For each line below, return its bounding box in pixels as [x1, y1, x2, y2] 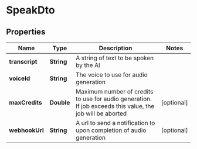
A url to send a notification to [75, 119, 155, 127]
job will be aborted [75, 109, 127, 117]
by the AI [75, 61, 101, 69]
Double [49, 99, 70, 106]
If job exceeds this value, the [75, 102, 155, 110]
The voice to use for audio [75, 71, 148, 79]
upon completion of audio [75, 126, 147, 134]
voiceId [9, 74, 30, 82]
